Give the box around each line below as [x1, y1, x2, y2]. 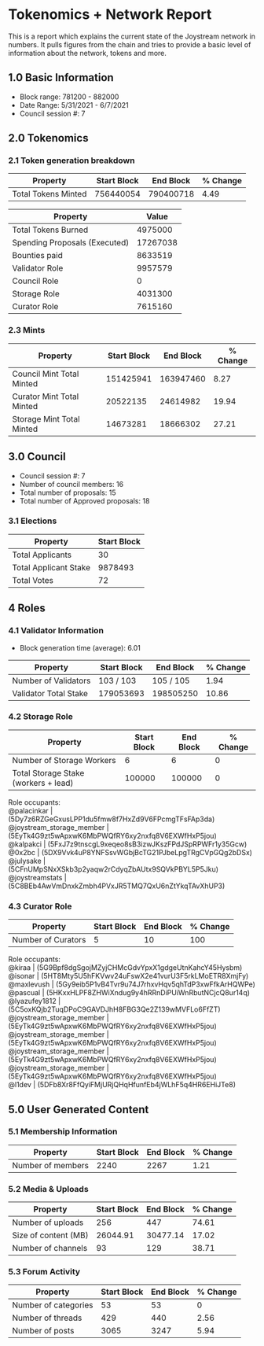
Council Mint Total [12, 368, 79, 379]
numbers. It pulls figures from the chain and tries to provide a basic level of [8, 39, 251, 49]
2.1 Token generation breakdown [8, 155, 135, 166]
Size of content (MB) [12, 1230, 89, 1241]
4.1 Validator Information [8, 625, 104, 636]
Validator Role [12, 263, 64, 274]
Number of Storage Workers [12, 754, 116, 765]
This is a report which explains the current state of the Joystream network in [8, 31, 255, 41]
